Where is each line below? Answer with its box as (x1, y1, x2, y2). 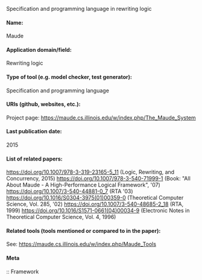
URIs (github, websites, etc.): (6, 101, 81, 108)
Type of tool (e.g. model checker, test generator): (6, 74, 133, 80)
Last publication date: (6, 128, 62, 135)
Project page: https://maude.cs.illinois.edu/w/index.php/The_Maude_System (6, 114, 196, 121)
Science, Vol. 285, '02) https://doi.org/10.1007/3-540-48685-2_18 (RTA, (6, 200, 184, 208)
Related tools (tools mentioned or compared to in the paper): (6, 227, 161, 234)
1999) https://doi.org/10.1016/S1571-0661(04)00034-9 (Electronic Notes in (6, 207, 190, 214)
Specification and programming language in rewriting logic (6, 5, 152, 12)
